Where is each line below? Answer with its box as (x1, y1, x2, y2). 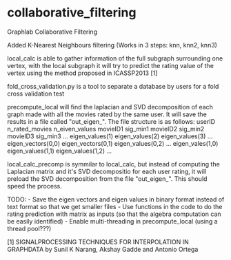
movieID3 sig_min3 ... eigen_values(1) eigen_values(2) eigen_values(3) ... (7, 132, 213, 140)
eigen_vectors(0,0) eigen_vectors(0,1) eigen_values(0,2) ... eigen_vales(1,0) (7, 139, 219, 147)
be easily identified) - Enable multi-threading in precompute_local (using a (7, 217, 219, 225)
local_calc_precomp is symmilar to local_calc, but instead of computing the (7, 160, 221, 168)
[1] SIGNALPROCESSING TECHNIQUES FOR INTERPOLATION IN (7, 237, 189, 246)
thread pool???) (7, 224, 52, 232)
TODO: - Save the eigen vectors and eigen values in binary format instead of (7, 195, 225, 204)
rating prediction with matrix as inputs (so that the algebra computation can (7, 210, 221, 218)
